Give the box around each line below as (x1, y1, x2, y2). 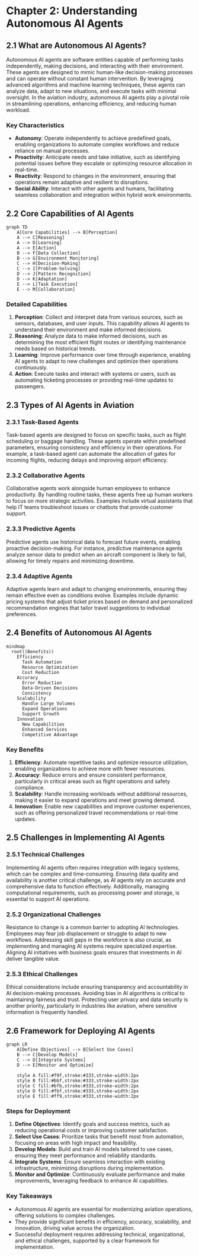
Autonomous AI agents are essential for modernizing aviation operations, (14, 1205, 193, 1213)
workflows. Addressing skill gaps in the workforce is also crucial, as (6, 937, 172, 944)
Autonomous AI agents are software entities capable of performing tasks (6, 56, 184, 63)
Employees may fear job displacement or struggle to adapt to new (6, 930, 167, 937)
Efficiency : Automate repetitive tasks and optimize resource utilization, (14, 759, 188, 766)
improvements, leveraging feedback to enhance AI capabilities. (14, 1177, 169, 1184)
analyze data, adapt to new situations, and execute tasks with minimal (6, 88, 176, 94)
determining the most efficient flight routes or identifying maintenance (14, 339, 187, 346)
